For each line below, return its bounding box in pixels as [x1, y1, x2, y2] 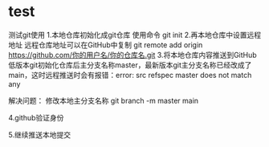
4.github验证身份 [8, 112, 64, 122]
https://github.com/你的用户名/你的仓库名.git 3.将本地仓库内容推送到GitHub [8, 50, 257, 59]
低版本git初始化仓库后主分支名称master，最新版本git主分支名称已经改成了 [8, 59, 252, 70]
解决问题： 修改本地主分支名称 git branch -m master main [8, 96, 199, 105]
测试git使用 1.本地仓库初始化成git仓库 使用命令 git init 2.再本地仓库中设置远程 [8, 30, 262, 39]
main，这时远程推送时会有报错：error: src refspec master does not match [8, 70, 252, 80]
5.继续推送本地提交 [8, 129, 71, 139]
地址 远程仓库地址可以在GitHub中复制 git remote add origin [8, 39, 203, 50]
